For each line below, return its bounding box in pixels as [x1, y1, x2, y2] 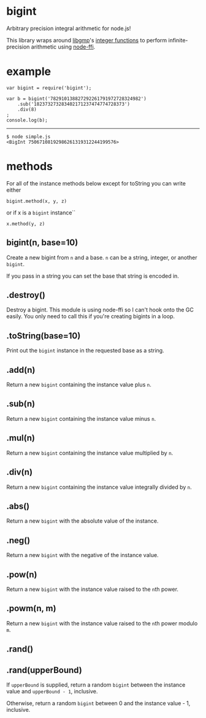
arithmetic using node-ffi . [31, 43, 96, 50]
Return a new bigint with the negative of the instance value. [6, 552, 159, 559]
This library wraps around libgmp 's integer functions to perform [6, 36, 167, 44]
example [6, 64, 51, 79]
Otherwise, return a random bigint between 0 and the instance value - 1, [6, 699, 191, 707]
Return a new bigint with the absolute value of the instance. [6, 517, 159, 525]
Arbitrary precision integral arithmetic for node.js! [6, 25, 131, 32]
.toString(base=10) [6, 330, 81, 341]
